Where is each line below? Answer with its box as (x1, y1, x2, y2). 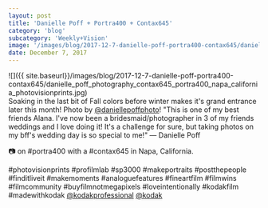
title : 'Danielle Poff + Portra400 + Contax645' (8, 19, 173, 27)
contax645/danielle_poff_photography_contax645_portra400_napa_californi (8, 79, 258, 89)
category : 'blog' (8, 26, 66, 34)
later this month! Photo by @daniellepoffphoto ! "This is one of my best (8, 105, 239, 114)
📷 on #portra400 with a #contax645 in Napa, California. (8, 146, 194, 156)
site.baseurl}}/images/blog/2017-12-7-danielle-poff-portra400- (26, 71, 234, 80)
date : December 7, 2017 (8, 49, 88, 57)
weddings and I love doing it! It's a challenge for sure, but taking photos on (8, 122, 254, 131)
